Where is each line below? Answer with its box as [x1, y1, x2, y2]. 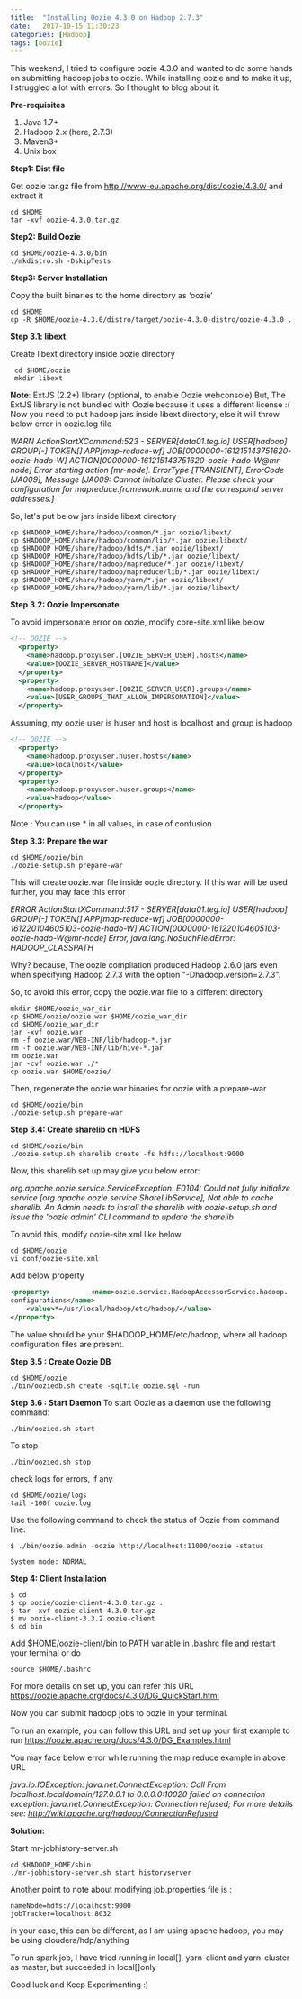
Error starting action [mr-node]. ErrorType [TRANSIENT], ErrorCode [33, 465, 285, 476]
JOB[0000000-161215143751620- [166, 445, 292, 456]
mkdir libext [13, 374, 64, 383]
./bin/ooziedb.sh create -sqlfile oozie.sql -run [10, 1381, 200, 1391]
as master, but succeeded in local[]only [10, 1961, 156, 1972]
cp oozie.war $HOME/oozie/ [10, 1067, 111, 1076]
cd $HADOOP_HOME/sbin [10, 1860, 92, 1869]
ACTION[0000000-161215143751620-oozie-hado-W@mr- [68, 455, 283, 466]
